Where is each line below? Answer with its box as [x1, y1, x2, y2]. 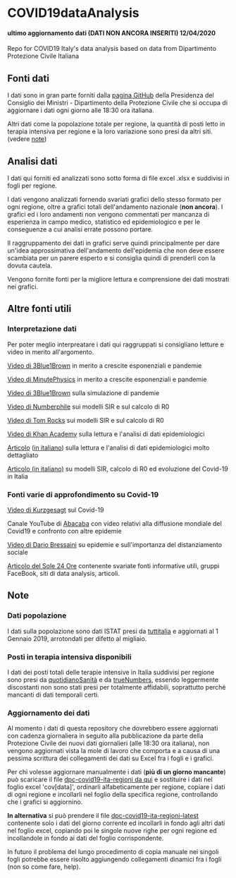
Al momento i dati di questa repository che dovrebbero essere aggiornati [7, 724, 218, 733]
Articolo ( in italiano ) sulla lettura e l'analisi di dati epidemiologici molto [7, 443, 210, 452]
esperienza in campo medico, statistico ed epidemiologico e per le [7, 217, 201, 227]
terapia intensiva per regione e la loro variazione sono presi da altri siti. [7, 127, 213, 136]
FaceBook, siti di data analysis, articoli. [7, 570, 120, 577]
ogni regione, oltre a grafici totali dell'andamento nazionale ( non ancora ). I [7, 203, 223, 211]
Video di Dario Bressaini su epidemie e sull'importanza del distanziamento [7, 541, 223, 548]
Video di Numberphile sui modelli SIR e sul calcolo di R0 [7, 402, 170, 411]
